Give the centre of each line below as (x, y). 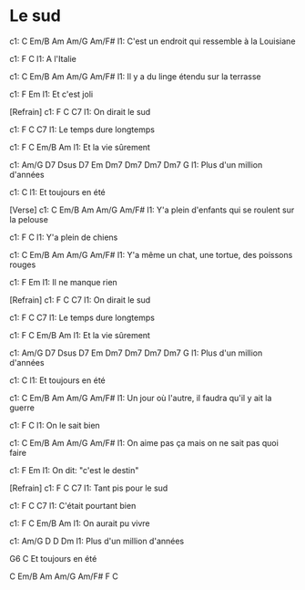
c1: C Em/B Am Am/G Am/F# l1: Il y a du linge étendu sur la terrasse (135, 76)
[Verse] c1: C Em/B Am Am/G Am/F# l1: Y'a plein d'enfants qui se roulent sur (152, 210)
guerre (22, 408)
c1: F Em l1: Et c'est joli (51, 94)
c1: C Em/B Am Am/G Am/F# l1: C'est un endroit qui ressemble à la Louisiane (152, 41)
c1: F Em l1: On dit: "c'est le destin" (74, 470)
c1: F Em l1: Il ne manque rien (64, 282)
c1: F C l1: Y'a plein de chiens (64, 237)
